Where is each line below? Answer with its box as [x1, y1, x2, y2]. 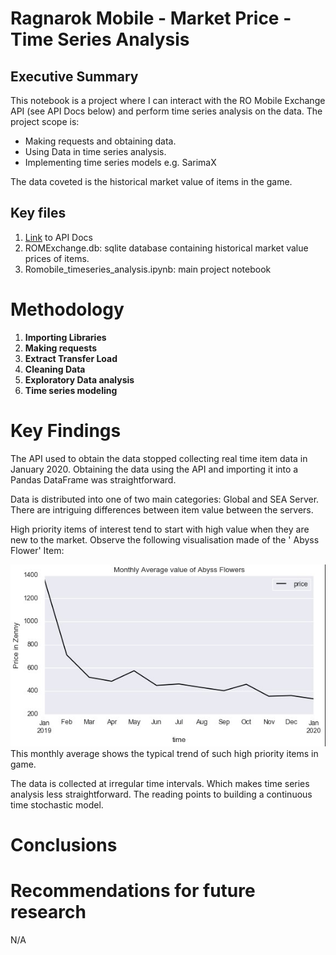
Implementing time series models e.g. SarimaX [24, 157, 217, 168]
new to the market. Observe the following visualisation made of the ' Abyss [10, 533, 320, 546]
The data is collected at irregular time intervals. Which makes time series [10, 777, 310, 789]
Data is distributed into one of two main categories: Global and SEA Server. [10, 493, 320, 505]
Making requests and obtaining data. [24, 135, 177, 147]
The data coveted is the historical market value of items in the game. [10, 176, 293, 187]
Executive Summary [10, 68, 139, 85]
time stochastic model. [10, 798, 104, 811]
